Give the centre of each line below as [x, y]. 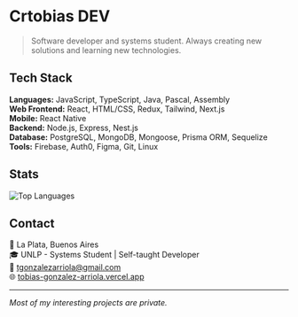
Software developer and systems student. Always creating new [146, 41]
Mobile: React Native [48, 118]
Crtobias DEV [60, 16]
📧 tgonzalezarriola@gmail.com [65, 267]
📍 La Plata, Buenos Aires [54, 244]
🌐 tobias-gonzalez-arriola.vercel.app [77, 277]
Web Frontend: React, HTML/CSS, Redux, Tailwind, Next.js [117, 109]
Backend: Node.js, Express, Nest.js [74, 128]
